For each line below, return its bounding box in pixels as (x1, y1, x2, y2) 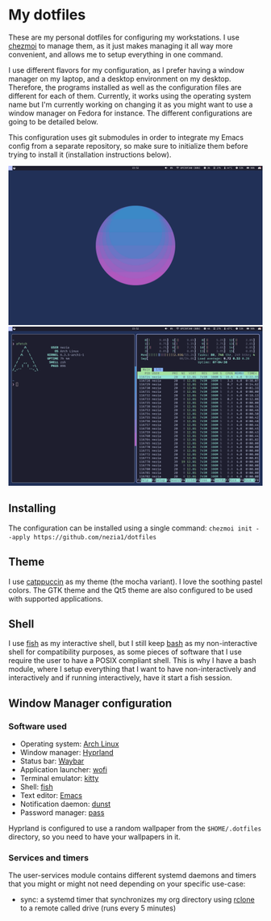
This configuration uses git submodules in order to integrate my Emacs (8, 132, 244, 142)
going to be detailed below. (8, 116, 99, 126)
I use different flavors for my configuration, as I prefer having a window (8, 65, 244, 74)
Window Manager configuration (8, 696, 173, 710)
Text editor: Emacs (19, 791, 83, 801)
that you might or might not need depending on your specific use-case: (8, 879, 246, 889)
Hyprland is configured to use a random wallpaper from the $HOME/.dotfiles (8, 823, 262, 834)
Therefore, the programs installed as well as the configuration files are (8, 82, 242, 92)
